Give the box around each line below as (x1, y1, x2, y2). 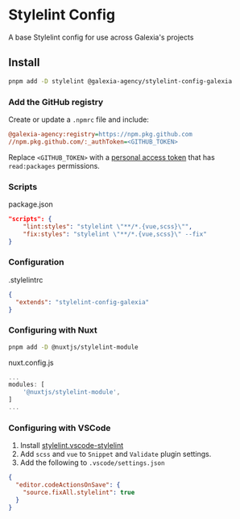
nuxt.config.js (8, 358, 54, 367)
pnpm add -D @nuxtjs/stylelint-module (8, 343, 139, 351)
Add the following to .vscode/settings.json (19, 458, 165, 467)
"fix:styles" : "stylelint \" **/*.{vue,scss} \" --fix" (23, 230, 207, 238)
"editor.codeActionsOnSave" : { (15, 481, 121, 489)
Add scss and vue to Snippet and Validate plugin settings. (19, 450, 212, 459)
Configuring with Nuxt (8, 324, 98, 336)
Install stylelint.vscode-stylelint (19, 441, 124, 450)
